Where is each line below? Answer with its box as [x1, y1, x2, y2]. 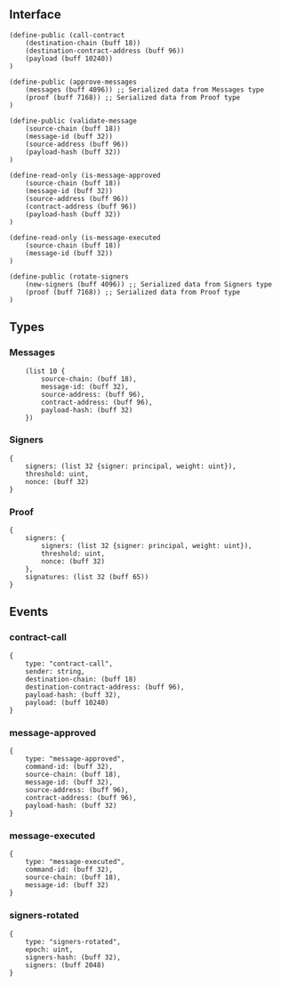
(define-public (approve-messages [9, 77, 138, 86]
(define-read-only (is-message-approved [9, 171, 162, 180]
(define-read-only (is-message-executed [9, 233, 162, 242]
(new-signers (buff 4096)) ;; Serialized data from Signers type [25, 279, 273, 288]
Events [9, 604, 49, 619]
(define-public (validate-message [9, 116, 138, 125]
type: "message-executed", [25, 858, 125, 867]
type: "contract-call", [25, 659, 114, 668]
